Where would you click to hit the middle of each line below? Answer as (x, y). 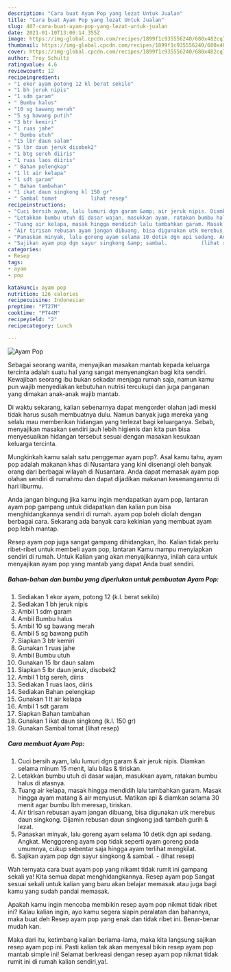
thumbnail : (23, 45)
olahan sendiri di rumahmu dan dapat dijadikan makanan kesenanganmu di (113, 478)
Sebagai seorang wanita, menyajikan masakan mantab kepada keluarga (109, 364)
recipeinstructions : (37, 205)
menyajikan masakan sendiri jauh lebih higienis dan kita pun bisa (99, 429)
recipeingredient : (34, 77)
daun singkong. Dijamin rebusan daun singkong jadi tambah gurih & (113, 819)
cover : (17, 52)
